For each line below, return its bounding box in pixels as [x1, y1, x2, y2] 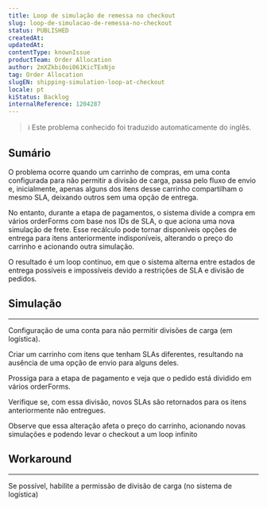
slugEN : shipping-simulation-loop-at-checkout [8, 78, 165, 86]
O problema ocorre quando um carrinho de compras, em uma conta [8, 167, 230, 176]
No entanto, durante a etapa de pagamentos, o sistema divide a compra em [8, 207, 256, 217]
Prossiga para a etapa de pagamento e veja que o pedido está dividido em [8, 373, 252, 382]
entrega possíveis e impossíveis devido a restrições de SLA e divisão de [8, 265, 245, 275]
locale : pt [8, 85, 44, 94]
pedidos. [8, 273, 37, 283]
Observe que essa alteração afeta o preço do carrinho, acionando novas [8, 420, 246, 430]
